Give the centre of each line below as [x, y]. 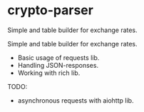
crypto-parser [51, 10]
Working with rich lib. [49, 73]
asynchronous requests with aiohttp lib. [76, 100]
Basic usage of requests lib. [58, 57]
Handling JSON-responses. [58, 65]
